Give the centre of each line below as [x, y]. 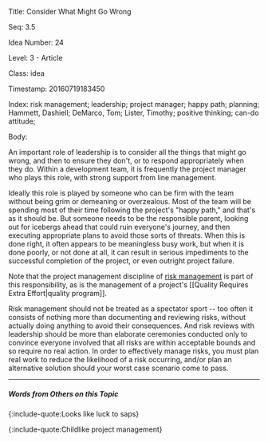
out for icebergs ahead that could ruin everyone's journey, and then [119, 227]
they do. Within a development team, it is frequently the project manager [128, 169]
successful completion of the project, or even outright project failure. [122, 261]
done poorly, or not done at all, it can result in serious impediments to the [128, 252]
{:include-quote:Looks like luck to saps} [74, 413]
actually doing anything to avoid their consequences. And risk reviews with [132, 326]
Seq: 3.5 [22, 27]
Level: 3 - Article [35, 58]
